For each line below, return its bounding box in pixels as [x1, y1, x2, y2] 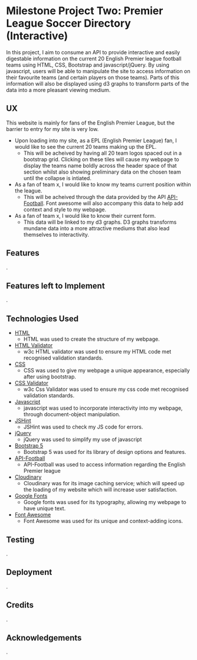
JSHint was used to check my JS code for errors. [23, 423, 143, 430]
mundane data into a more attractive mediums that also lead [23, 224, 170, 231]
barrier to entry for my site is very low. [6, 125, 99, 132]
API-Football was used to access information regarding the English [23, 461, 186, 468]
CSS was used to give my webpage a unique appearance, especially [23, 367, 190, 374]
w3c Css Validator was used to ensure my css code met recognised [23, 385, 189, 393]
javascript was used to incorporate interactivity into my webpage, [23, 404, 183, 411]
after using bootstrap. [23, 373, 77, 380]
